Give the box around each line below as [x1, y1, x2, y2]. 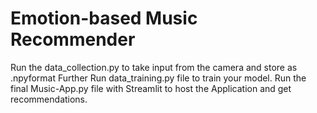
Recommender [10, 28, 136, 51]
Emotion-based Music [10, 7, 198, 30]
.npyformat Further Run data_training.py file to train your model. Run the [10, 72, 307, 84]
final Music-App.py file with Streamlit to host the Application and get [10, 82, 292, 94]
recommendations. [10, 93, 88, 105]
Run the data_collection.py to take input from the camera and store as [10, 61, 298, 73]
